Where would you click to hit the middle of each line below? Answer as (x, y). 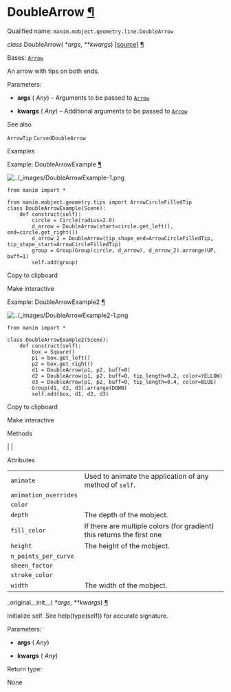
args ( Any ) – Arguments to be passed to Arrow (83, 98)
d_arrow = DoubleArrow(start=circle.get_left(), (103, 226)
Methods (20, 433)
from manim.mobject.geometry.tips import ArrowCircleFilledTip (100, 202)
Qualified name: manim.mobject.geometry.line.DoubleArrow (90, 31)
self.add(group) (55, 262)
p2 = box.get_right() (63, 364)
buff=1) (18, 256)
